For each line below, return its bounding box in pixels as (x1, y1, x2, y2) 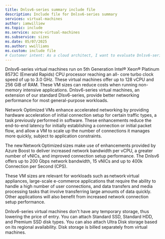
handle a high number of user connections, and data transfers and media (5, 184, 153, 189)
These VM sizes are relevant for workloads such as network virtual (5, 173, 139, 179)
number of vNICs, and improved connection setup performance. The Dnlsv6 (5, 153, 160, 159)
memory (5, 87, 22, 93)
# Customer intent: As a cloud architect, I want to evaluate (5, 53, 135, 58)
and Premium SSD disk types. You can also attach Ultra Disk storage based (5, 219, 158, 225)
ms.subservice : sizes (5, 35, 50, 40)
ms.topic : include (5, 26, 43, 30)
